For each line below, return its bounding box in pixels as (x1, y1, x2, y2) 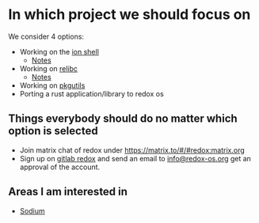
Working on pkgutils (19, 81, 86, 90)
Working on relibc (19, 63, 78, 73)
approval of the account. (19, 162, 101, 172)
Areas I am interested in (8, 185, 128, 198)
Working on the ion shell (19, 47, 99, 56)
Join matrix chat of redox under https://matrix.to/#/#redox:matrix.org (19, 145, 246, 155)
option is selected (8, 124, 98, 138)
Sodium (19, 206, 45, 215)
